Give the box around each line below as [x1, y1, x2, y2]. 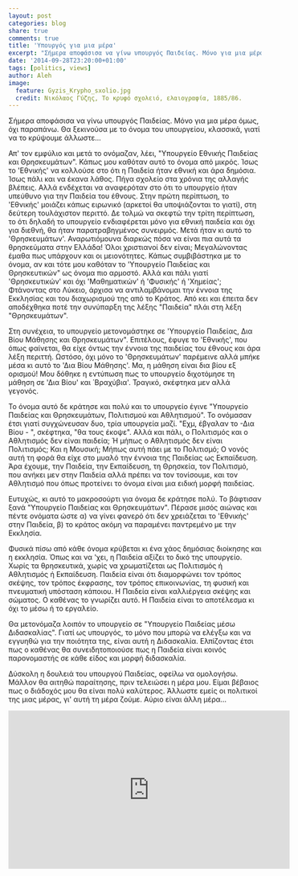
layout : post [8, 11, 52, 20]
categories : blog [8, 19, 67, 27]
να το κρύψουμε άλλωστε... [8, 133, 102, 143]
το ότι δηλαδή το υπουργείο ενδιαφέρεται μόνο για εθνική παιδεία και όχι [8, 217, 255, 227]
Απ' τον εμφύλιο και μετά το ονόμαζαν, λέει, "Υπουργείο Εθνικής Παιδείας [8, 149, 259, 158]
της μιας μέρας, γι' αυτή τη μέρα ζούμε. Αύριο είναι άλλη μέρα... [8, 694, 227, 704]
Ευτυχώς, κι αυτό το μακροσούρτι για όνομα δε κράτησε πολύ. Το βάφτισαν [8, 494, 263, 504]
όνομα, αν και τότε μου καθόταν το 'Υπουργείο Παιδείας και [8, 260, 210, 269]
